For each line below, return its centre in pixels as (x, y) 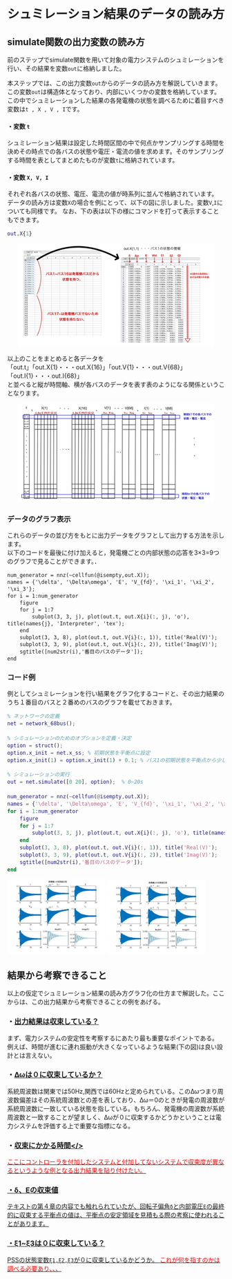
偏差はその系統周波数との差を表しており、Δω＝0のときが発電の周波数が (122, 1100)
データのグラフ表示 (39, 519)
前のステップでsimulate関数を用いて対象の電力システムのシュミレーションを (116, 60)
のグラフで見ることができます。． (54, 562)
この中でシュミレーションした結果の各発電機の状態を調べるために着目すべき (116, 100)
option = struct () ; (35, 745)
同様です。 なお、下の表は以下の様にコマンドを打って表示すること (125, 211)
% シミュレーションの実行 (39, 775)
